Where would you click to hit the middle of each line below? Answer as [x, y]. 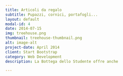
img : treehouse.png [26, 33]
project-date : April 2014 [32, 47]
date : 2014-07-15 [23, 29]
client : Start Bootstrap [31, 52]
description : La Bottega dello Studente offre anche [62, 61]
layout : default [22, 19]
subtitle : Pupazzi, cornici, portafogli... [52, 15]
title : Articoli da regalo [34, 10]
